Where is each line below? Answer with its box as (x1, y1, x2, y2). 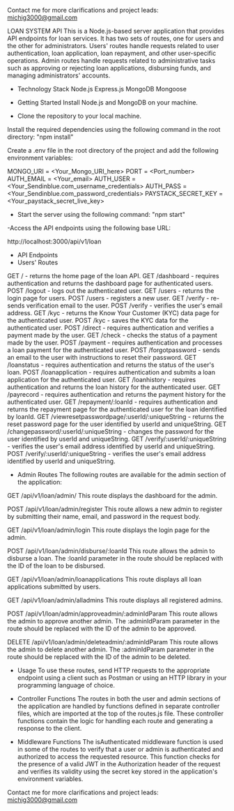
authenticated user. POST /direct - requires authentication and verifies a (7, 324, 214, 332)
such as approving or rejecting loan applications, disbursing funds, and (7, 64, 211, 72)
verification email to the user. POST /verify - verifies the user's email (26, 301, 223, 310)
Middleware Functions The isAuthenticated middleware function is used (17, 738, 224, 745)
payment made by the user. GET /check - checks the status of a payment (7, 331, 218, 339)
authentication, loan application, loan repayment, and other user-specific (7, 49, 217, 57)
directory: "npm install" (7, 132, 74, 141)
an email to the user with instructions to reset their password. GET (7, 354, 197, 361)
